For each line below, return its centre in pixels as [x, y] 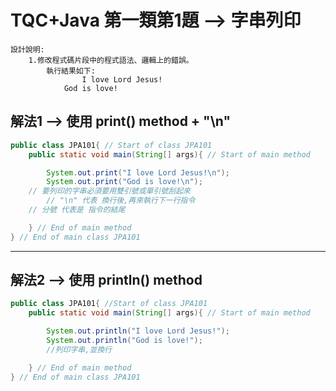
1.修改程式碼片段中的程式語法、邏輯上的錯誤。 [111, 60]
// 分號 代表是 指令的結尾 [77, 210]
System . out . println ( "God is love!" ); [124, 341]
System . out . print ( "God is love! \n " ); [124, 182]
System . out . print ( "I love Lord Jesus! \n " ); [138, 172]
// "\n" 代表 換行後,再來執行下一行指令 [121, 201]
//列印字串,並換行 [79, 349]
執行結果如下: [71, 71]
